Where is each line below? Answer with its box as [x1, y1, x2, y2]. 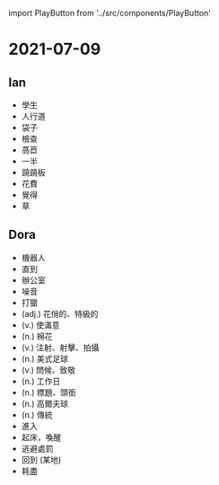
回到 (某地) [21, 454, 62, 465]
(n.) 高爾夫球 [21, 398, 69, 409]
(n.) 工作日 [21, 375, 61, 386]
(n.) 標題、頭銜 [21, 386, 77, 398]
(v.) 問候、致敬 [21, 364, 76, 375]
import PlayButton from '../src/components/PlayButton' [8, 8, 212, 18]
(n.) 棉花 [21, 331, 53, 341]
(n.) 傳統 [21, 409, 53, 420]
